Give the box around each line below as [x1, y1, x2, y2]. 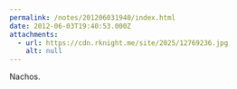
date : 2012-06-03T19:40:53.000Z [9, 22, 131, 31]
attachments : [9, 30, 59, 39]
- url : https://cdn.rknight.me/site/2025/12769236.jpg [17, 38, 229, 48]
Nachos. [9, 71, 41, 82]
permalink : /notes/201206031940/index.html [9, 13, 176, 22]
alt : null [25, 47, 63, 56]
